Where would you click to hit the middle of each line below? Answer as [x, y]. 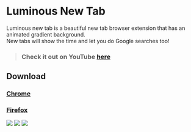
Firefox [17, 110]
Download [26, 76]
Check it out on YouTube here [66, 57]
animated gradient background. [46, 34]
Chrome [19, 94]
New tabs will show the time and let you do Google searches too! [88, 41]
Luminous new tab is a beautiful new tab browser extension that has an [96, 28]
